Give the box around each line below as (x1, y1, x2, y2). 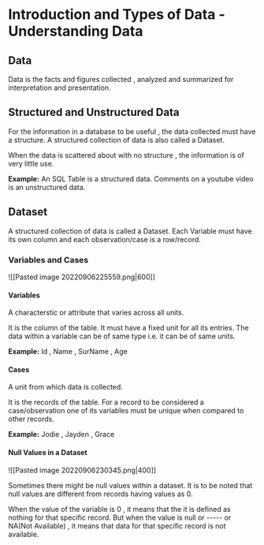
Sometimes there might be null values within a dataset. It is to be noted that (8, 480, 253, 490)
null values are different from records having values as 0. (8, 489, 193, 498)
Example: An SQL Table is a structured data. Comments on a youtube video (8, 174, 254, 183)
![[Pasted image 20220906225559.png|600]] (8, 272, 156, 282)
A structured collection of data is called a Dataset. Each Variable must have (8, 226, 252, 236)
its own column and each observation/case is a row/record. (8, 234, 201, 244)
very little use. (8, 159, 54, 168)
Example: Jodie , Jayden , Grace (8, 430, 115, 439)
